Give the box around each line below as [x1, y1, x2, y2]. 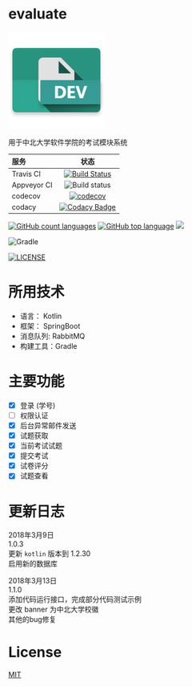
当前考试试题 [19, 441, 62, 451]
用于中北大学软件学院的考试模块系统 [8, 137, 128, 147]
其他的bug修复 [8, 615, 57, 624]
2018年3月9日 [8, 530, 54, 540]
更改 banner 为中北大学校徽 [8, 604, 99, 615]
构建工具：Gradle [19, 341, 78, 350]
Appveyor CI [11, 180, 54, 190]
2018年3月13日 [8, 576, 58, 586]
